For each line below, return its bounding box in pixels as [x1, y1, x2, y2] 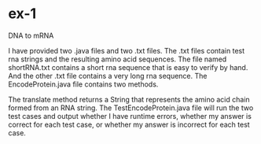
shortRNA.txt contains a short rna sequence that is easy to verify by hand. [8, 62, 248, 72]
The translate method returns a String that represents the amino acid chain [8, 94, 250, 104]
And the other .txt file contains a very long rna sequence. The [8, 71, 208, 80]
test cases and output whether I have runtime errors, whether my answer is [8, 111, 252, 120]
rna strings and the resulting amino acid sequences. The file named [8, 54, 227, 64]
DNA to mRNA [8, 31, 54, 40]
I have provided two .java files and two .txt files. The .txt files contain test [8, 46, 245, 55]
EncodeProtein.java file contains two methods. [8, 79, 159, 89]
